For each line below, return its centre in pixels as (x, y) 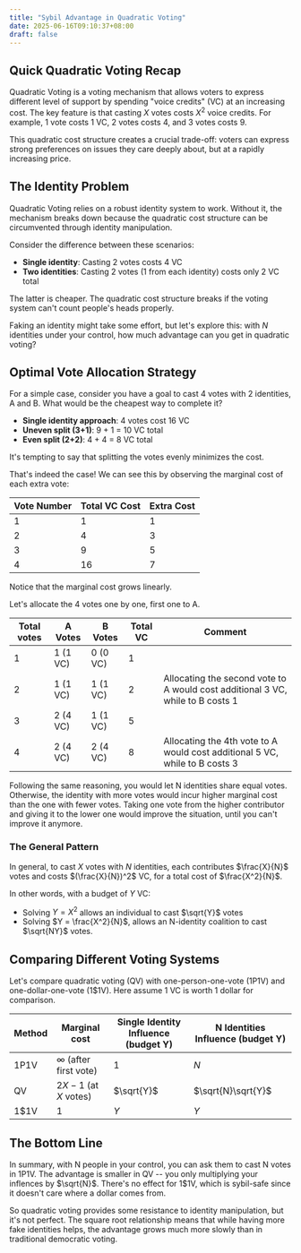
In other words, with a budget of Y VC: (80, 893)
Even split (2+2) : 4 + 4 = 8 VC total (87, 440)
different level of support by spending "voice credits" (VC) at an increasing (147, 102)
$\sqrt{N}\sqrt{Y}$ (232, 1091)
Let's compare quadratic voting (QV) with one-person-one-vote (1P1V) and (147, 981)
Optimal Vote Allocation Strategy (103, 373)
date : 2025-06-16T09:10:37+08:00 (72, 26)
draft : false (34, 34)
